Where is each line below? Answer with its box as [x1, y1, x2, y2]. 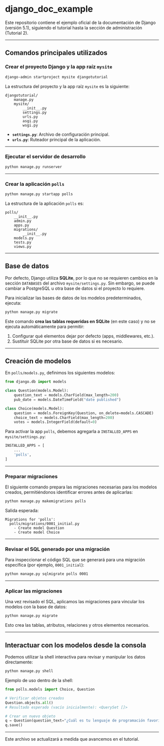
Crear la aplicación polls [5, 180, 65, 187]
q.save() [5, 723, 23, 728]
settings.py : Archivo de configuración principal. [12, 131, 110, 137]
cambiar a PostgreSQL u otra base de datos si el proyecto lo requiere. [5, 285, 145, 291]
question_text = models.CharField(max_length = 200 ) [14, 393, 119, 398]
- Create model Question [14, 526, 64, 531]
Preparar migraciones [5, 473, 58, 480]
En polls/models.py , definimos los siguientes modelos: [5, 370, 116, 376]
